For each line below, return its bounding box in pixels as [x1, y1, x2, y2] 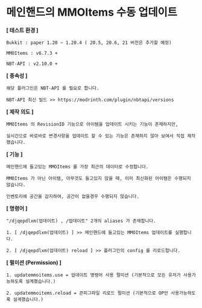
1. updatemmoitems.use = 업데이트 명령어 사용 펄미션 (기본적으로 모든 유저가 [6, 272, 181, 278]
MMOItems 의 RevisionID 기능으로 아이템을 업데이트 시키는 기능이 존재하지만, [6, 121, 178, 127]
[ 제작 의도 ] [6, 108, 34, 115]
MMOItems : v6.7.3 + [6, 50, 58, 56]
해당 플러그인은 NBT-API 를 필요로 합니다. [6, 85, 99, 91]
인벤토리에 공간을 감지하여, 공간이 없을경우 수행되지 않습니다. [6, 193, 140, 199]
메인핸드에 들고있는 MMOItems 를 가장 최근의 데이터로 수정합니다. [6, 164, 149, 170]
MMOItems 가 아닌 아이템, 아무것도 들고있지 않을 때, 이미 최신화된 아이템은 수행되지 [6, 175, 191, 181]
